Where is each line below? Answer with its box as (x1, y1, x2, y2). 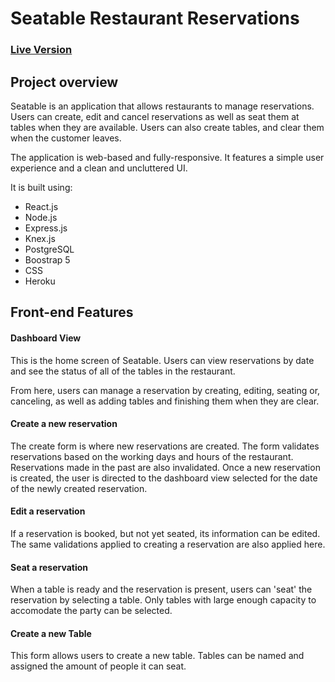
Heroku (24, 275, 56, 287)
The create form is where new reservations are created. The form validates (10, 440, 320, 452)
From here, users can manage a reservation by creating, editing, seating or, (10, 384, 321, 396)
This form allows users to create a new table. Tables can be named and (10, 650, 305, 662)
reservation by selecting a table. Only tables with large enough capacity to (10, 594, 317, 606)
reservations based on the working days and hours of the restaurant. (10, 450, 294, 462)
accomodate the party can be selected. (10, 605, 173, 617)
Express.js (24, 222, 68, 234)
